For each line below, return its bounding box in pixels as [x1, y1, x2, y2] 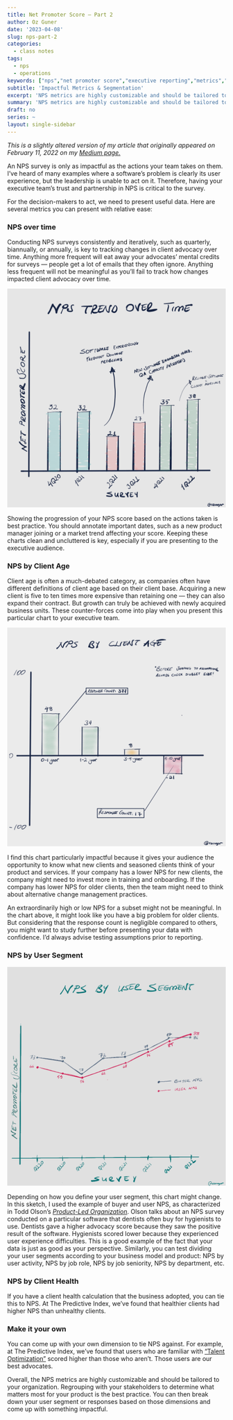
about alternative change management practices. [7, 890, 148, 899]
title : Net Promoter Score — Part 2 [7, 11, 113, 18]
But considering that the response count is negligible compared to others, [7, 919, 218, 927]
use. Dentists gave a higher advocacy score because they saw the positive [7, 1222, 221, 1230]
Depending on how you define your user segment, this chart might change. [7, 1192, 222, 1201]
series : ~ [7, 114, 36, 121]
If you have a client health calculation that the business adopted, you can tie [7, 1292, 225, 1300]
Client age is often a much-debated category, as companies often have [7, 577, 211, 585]
